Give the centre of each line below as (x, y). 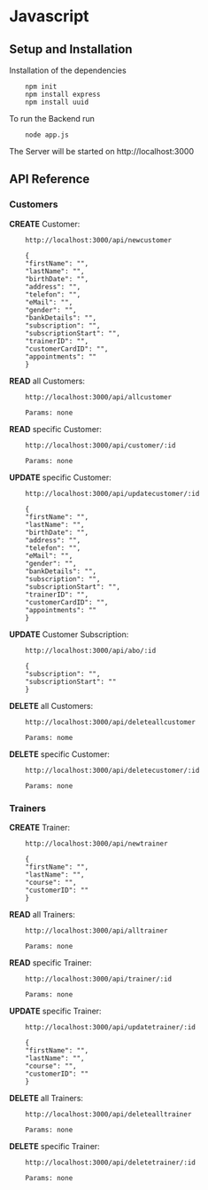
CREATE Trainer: (40, 827)
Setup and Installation (71, 49)
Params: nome (49, 737)
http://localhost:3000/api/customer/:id (100, 445)
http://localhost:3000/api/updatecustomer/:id (112, 493)
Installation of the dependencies (68, 70)
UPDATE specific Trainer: (55, 1011)
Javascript (50, 16)
